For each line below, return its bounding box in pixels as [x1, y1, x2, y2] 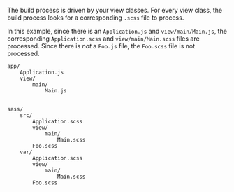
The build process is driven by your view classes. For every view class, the [7, 6, 223, 14]
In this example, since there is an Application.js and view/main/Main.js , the [7, 27, 227, 35]
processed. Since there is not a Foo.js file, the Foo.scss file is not [7, 42, 196, 50]
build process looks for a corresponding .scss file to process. [7, 13, 184, 22]
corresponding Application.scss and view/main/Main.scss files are [7, 34, 200, 43]
